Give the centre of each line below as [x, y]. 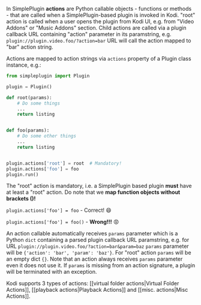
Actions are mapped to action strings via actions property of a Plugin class [99, 59]
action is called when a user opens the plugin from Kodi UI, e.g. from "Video [100, 21]
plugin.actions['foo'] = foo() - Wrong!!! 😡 [63, 222]
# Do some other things [47, 136]
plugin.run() [22, 174]
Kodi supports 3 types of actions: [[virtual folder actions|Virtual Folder [93, 283]
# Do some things [39, 103]
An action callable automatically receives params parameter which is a [92, 234]
